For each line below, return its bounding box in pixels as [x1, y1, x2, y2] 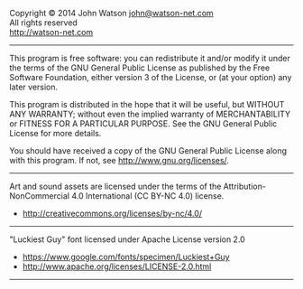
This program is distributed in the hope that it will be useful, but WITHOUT [9, 99, 285, 109]
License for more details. [9, 128, 102, 138]
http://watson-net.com [9, 27, 94, 37]
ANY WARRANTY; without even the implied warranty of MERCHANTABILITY [9, 108, 291, 119]
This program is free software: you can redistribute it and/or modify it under [9, 53, 290, 63]
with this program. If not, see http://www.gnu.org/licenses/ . [9, 155, 230, 165]
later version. [9, 81, 59, 92]
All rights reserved [9, 17, 78, 28]
